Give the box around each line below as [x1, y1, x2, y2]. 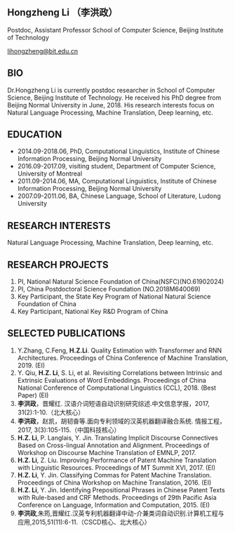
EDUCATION [7, 129, 62, 140]
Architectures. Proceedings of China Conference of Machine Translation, [17, 353, 228, 362]
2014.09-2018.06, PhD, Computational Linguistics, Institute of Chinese [17, 147, 220, 156]
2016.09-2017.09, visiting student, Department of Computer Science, [17, 162, 216, 171]
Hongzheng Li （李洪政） [7, 6, 118, 19]
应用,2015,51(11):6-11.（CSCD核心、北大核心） [17, 518, 151, 526]
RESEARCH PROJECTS [7, 258, 109, 270]
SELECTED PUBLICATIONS [7, 327, 126, 339]
